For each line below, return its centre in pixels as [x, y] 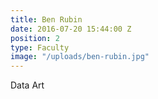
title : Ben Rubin [46, 19]
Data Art [27, 85]
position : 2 [35, 38]
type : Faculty [40, 47]
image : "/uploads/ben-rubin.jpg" [80, 57]
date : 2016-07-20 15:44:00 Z [71, 29]
